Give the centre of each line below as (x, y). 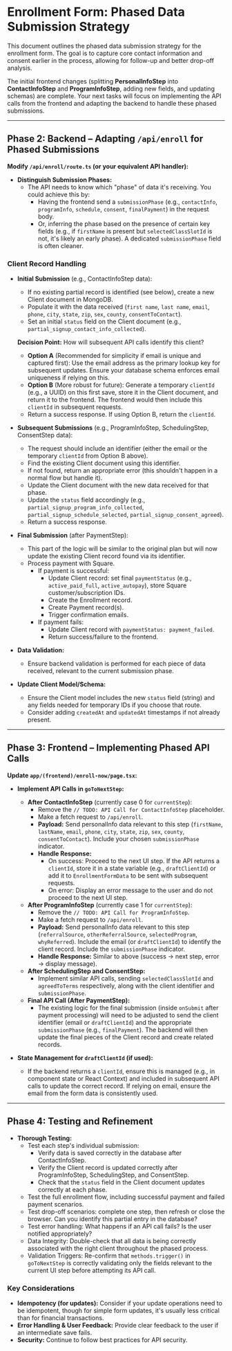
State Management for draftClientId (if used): (85, 1057)
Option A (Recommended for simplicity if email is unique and (114, 356)
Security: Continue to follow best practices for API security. (102, 1340)
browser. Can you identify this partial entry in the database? (113, 1219)
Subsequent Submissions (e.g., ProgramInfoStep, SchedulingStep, (113, 428)
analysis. (20, 68)
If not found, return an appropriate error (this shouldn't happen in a (123, 471)
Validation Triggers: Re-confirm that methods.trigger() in (109, 1256)
